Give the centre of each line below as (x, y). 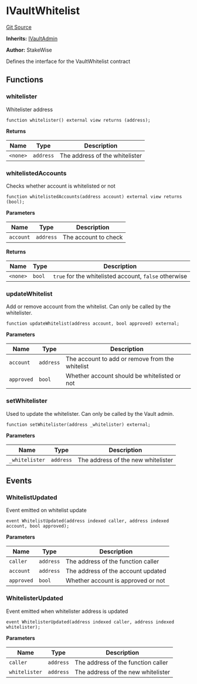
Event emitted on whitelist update (46, 511)
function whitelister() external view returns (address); (78, 120)
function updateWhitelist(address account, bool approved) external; (93, 324)
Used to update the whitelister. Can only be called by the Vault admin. (90, 413)
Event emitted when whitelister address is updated (67, 611)
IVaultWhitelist (43, 11)
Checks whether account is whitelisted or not (61, 186)
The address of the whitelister (101, 155)
